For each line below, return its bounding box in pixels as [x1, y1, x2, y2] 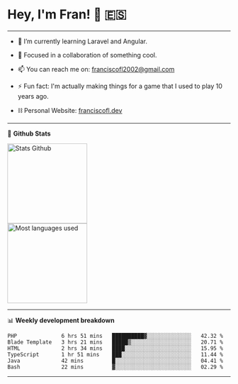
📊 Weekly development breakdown [7, 316, 115, 324]
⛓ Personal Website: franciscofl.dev [17, 106, 123, 114]
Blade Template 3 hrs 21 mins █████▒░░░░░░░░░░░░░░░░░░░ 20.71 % [7, 339, 223, 346]
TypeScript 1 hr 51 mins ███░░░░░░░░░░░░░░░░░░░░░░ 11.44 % [7, 351, 223, 358]
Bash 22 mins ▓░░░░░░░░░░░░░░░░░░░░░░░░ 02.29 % [7, 363, 223, 371]
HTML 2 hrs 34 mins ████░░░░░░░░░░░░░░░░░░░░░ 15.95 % [7, 344, 223, 352]
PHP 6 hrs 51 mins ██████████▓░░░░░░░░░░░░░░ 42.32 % [7, 332, 223, 339]
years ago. [17, 92, 50, 100]
